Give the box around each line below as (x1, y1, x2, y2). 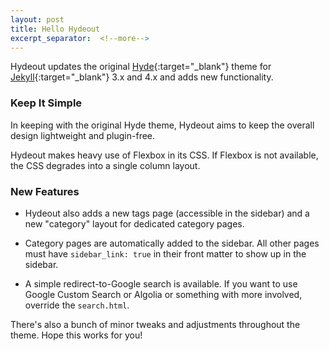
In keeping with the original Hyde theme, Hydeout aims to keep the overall (10, 119, 315, 131)
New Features (10, 184, 80, 198)
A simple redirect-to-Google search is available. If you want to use (24, 277, 298, 290)
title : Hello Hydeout (10, 24, 101, 34)
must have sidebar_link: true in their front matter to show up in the (24, 247, 307, 260)
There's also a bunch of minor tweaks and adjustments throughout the (10, 318, 301, 330)
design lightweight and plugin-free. (10, 129, 156, 141)
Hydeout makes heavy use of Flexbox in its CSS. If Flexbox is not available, (10, 149, 319, 161)
